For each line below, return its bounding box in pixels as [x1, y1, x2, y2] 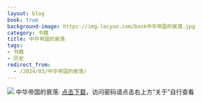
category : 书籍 [7, 29, 49, 37]
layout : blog [7, 10, 45, 17]
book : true [7, 17, 39, 23]
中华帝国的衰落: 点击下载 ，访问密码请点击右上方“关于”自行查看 [15, 88, 195, 96]
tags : [7, 42, 23, 49]
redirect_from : [7, 61, 51, 68]
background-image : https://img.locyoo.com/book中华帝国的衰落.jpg [7, 23, 196, 30]
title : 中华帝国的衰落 [7, 36, 66, 43]
